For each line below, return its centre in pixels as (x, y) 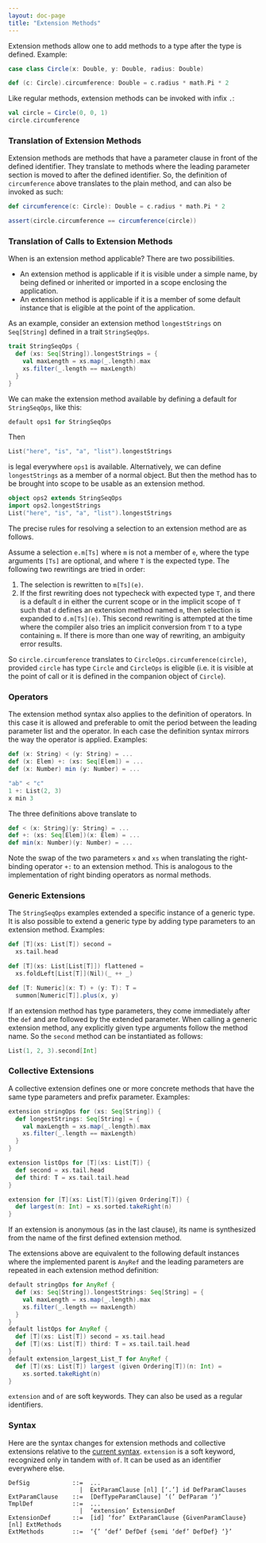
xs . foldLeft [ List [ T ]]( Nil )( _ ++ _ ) (74, 974)
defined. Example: (38, 54)
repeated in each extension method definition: (83, 1271)
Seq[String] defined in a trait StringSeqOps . (79, 332)
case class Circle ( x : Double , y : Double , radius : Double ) (106, 69)
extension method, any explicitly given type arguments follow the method (128, 1028)
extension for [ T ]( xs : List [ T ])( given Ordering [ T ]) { (99, 1200)
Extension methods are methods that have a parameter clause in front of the (133, 158)
